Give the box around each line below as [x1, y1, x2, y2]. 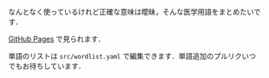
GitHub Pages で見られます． [8, 35, 105, 43]
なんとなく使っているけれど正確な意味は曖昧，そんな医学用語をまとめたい [8, 7, 255, 16]
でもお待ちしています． [8, 61, 86, 71]
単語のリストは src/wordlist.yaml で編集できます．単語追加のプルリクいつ [8, 51, 257, 60]
